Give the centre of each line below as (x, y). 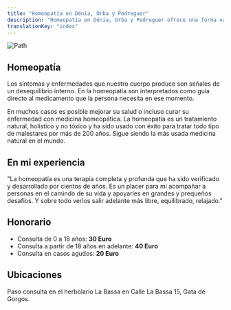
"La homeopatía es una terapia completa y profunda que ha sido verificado (113, 179)
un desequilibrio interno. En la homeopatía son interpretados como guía (108, 91)
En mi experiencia (46, 162)
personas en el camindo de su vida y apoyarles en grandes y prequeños (109, 193)
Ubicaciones (35, 275)
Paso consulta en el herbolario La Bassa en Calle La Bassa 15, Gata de (107, 291)
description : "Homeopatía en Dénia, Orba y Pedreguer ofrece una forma (112, 20)
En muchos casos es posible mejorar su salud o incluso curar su (98, 112)
